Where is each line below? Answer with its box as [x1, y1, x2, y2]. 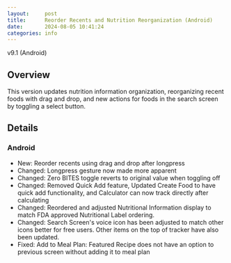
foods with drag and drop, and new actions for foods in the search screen [7, 95, 218, 103]
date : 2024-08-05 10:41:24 [7, 23, 104, 30]
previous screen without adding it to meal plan [17, 248, 151, 256]
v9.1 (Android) [7, 49, 47, 57]
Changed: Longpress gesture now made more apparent [17, 166, 177, 175]
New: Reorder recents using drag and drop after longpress [17, 159, 186, 167]
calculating [17, 196, 49, 204]
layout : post [7, 10, 58, 17]
